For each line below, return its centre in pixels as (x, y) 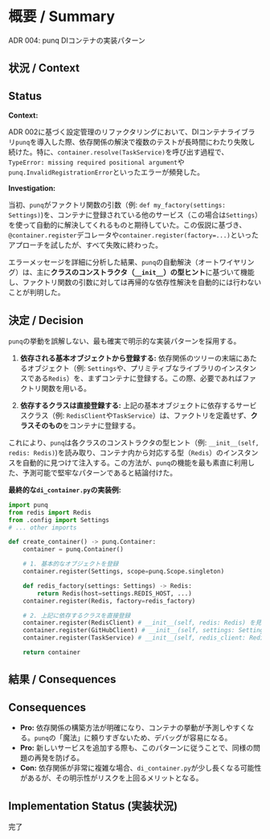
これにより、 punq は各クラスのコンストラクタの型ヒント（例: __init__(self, (134, 442)
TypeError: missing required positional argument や (96, 162)
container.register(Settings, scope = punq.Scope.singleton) (124, 572)
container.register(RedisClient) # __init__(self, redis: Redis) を (139, 623)
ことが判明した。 (37, 292)
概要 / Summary (61, 16)
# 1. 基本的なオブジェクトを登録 (71, 564)
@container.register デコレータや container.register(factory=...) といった (133, 235)
